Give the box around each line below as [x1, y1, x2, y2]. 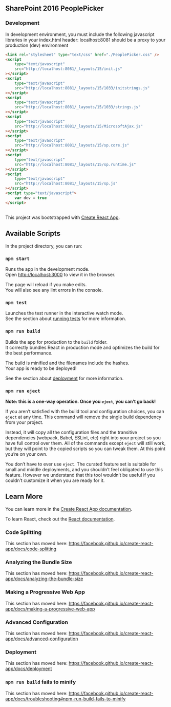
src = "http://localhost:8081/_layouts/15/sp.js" [14, 181, 118, 187]
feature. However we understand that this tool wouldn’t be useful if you [5, 472, 155, 478]
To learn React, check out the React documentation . [5, 516, 115, 522]
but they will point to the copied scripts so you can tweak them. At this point [5, 445, 165, 452]
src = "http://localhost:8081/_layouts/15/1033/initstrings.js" [14, 85, 150, 90]
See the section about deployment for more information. [5, 375, 124, 381]
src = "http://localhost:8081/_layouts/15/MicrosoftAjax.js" [14, 123, 143, 129]
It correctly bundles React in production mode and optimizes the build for [5, 344, 160, 350]
